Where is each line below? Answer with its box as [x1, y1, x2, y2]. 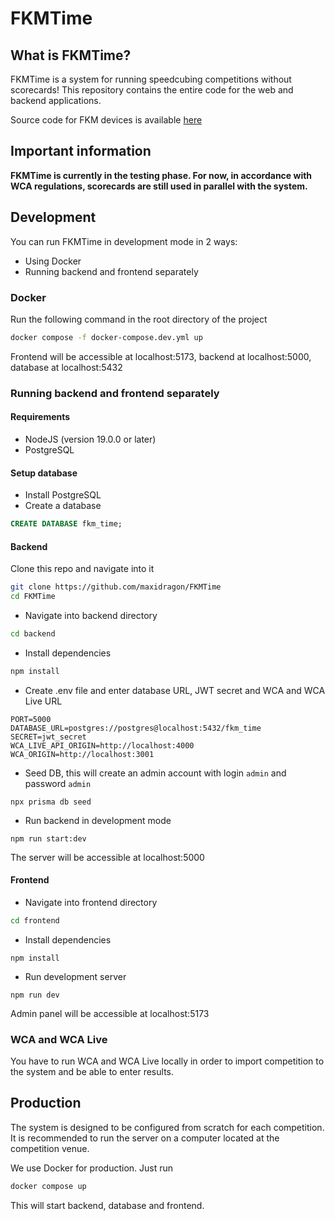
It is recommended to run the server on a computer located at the [10, 1132, 280, 1144]
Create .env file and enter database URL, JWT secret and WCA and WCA [24, 684, 326, 696]
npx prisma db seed [10, 797, 92, 807]
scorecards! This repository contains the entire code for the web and [10, 84, 294, 96]
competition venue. [10, 1142, 90, 1154]
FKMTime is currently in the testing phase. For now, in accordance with [10, 169, 313, 181]
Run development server [24, 970, 127, 982]
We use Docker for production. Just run [10, 1162, 174, 1174]
